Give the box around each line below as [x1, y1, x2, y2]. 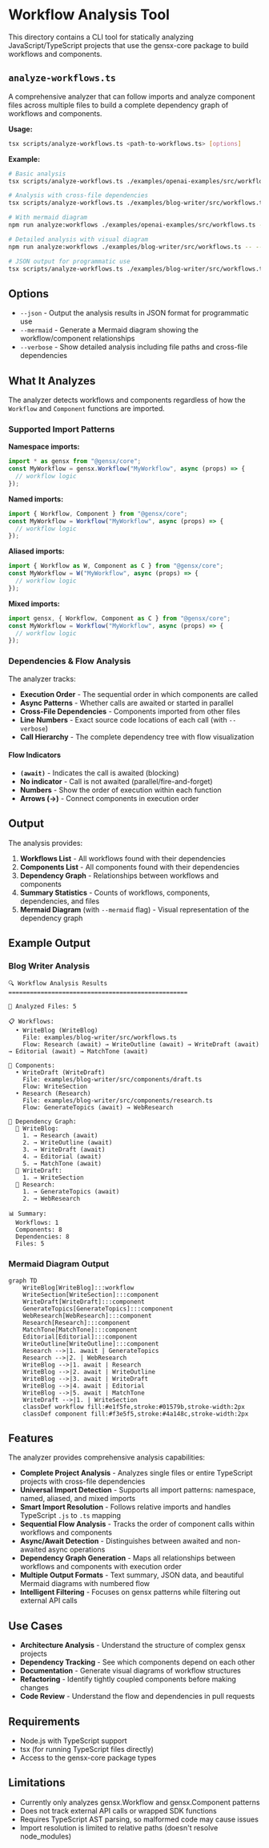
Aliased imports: [8, 546, 65, 556]
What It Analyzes [8, 374, 96, 388]
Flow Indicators [8, 751, 62, 760]
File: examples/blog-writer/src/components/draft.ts [22, 1076, 203, 1084]
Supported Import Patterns [8, 423, 115, 434]
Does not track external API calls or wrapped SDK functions [19, 1806, 218, 1815]
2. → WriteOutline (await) [22, 1139, 113, 1147]
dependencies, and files [19, 896, 100, 906]
